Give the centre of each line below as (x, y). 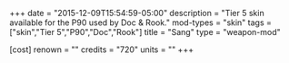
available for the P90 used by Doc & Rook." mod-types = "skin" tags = (141, 22)
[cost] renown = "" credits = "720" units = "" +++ (101, 49)
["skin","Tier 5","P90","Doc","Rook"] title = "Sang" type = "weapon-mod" (145, 32)
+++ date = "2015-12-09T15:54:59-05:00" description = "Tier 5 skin (137, 13)
